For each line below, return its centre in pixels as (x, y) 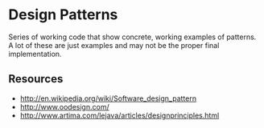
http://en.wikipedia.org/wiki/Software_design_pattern (108, 98)
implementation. (35, 54)
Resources (36, 79)
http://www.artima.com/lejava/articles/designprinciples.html (120, 115)
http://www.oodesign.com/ (65, 106)
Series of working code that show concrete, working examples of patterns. (132, 37)
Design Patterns (63, 15)
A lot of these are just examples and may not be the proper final (114, 45)
